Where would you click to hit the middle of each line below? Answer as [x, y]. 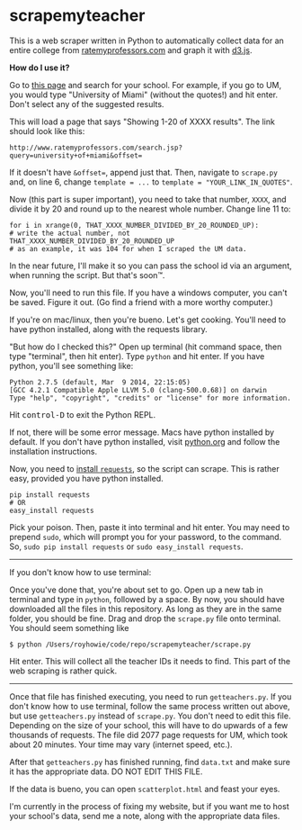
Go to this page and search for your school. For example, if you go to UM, [146, 85]
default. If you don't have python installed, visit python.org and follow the [145, 441]
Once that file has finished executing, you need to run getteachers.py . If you [151, 696]
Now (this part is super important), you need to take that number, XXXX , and [148, 199]
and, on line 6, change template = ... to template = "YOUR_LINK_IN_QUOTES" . [151, 182]
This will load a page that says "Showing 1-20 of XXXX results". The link [142, 122]
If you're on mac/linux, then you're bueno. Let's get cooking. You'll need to [147, 320]
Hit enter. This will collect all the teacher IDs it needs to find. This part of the [150, 661]
